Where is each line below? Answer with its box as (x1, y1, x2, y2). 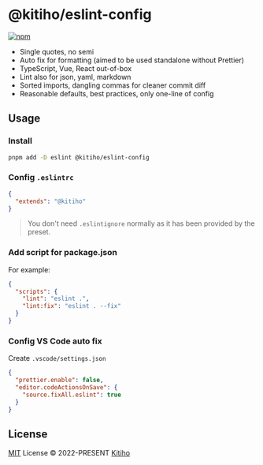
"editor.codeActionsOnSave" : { (15, 384, 118, 392)
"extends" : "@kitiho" (15, 197, 87, 205)
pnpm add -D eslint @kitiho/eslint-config (8, 153, 150, 161)
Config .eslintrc (8, 172, 74, 183)
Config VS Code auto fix (8, 336, 102, 347)
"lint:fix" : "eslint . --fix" (22, 302, 122, 310)
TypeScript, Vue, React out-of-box (19, 63, 132, 73)
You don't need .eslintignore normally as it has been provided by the (27, 219, 255, 228)
